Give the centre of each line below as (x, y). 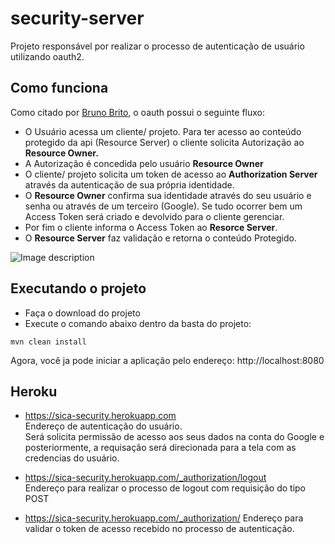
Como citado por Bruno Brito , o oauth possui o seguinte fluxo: (137, 112)
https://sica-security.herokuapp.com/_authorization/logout (145, 478)
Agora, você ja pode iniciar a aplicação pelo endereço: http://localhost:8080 (167, 360)
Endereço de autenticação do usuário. (103, 426)
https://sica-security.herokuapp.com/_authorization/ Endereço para (164, 518)
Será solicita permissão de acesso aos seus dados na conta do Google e (174, 437)
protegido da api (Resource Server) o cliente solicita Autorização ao (164, 142)
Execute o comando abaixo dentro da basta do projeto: (138, 323)
